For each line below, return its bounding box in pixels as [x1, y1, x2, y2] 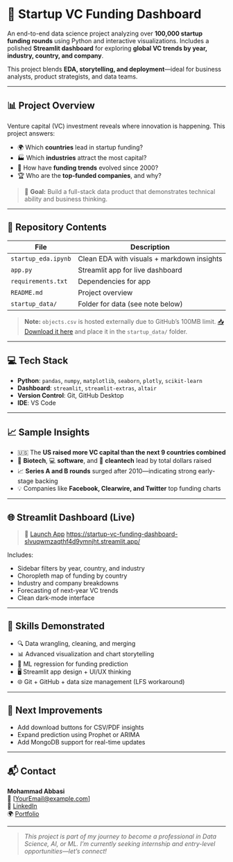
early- [198, 467, 216, 475]
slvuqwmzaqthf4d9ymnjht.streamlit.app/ [24, 537, 141, 545]
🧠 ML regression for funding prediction [17, 660, 128, 668]
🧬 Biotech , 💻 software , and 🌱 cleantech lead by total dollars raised [17, 457, 212, 465]
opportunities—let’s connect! [24, 847, 107, 856]
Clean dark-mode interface [17, 594, 95, 602]
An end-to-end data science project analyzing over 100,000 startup [7, 29, 203, 38]
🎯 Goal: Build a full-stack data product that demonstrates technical [24, 187, 216, 195]
